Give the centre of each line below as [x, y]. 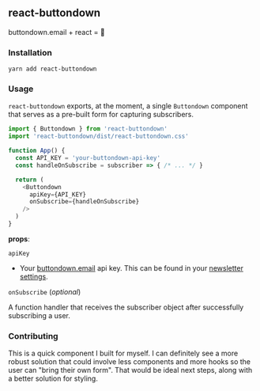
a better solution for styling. [53, 378]
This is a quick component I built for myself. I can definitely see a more [123, 353]
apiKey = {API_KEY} [58, 194]
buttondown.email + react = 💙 [57, 32]
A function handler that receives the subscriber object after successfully [126, 307]
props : [19, 239]
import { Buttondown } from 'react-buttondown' [88, 129]
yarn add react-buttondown [53, 69]
